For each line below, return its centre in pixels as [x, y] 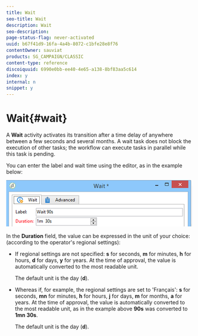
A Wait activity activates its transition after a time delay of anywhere [90, 135]
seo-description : [28, 32]
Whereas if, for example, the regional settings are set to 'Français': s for [103, 290]
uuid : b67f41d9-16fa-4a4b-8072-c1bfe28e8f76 [62, 44]
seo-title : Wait [26, 19]
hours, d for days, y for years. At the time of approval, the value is [95, 260]
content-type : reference [37, 63]
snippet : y [20, 88]
